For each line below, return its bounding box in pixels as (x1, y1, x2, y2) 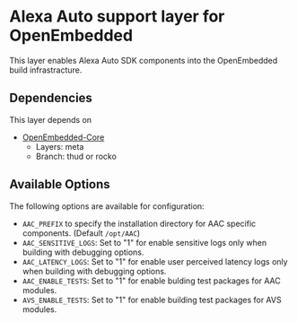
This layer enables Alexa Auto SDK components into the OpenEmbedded (9, 55, 278, 65)
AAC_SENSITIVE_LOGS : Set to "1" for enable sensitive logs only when (22, 237, 267, 248)
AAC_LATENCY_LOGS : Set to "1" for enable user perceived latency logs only (22, 256, 289, 266)
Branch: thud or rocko (35, 151, 117, 161)
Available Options (9, 177, 110, 192)
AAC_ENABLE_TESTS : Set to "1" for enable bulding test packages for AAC (22, 275, 281, 286)
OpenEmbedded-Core (22, 132, 105, 143)
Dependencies (9, 91, 92, 106)
